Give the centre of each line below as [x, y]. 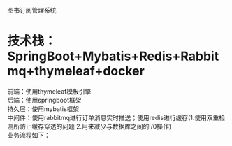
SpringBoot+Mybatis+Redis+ [94, 56]
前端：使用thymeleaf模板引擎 [49, 91]
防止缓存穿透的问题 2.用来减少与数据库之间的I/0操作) [95, 126]
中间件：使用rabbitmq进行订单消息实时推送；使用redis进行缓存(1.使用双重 [113, 117]
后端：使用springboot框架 [44, 100]
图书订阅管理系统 [32, 10]
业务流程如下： [29, 135]
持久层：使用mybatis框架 [43, 109]
